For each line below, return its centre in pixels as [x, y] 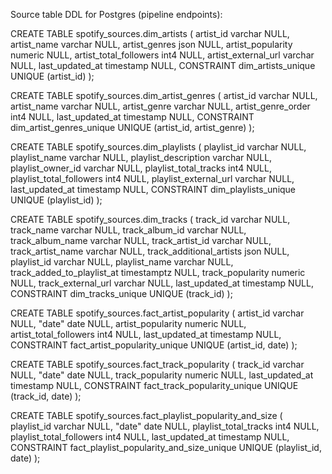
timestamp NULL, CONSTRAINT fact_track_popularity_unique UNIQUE [154, 385]
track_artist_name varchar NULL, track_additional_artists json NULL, [150, 251]
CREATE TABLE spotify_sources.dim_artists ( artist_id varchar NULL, [150, 33]
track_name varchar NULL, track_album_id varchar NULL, [128, 230]
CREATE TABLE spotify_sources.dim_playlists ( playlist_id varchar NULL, [158, 147]
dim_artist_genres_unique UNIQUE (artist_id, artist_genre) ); [132, 127]
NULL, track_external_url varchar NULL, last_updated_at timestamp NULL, [162, 283]
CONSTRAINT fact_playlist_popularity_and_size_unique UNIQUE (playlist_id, [166, 447]
